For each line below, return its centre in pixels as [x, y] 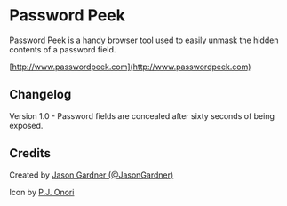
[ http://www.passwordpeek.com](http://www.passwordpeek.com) [130, 67]
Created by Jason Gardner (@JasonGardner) [92, 175]
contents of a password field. [63, 49]
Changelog [40, 95]
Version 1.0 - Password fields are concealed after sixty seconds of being [142, 115]
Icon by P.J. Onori [42, 192]
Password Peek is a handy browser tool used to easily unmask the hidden [144, 40]
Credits [30, 153]
